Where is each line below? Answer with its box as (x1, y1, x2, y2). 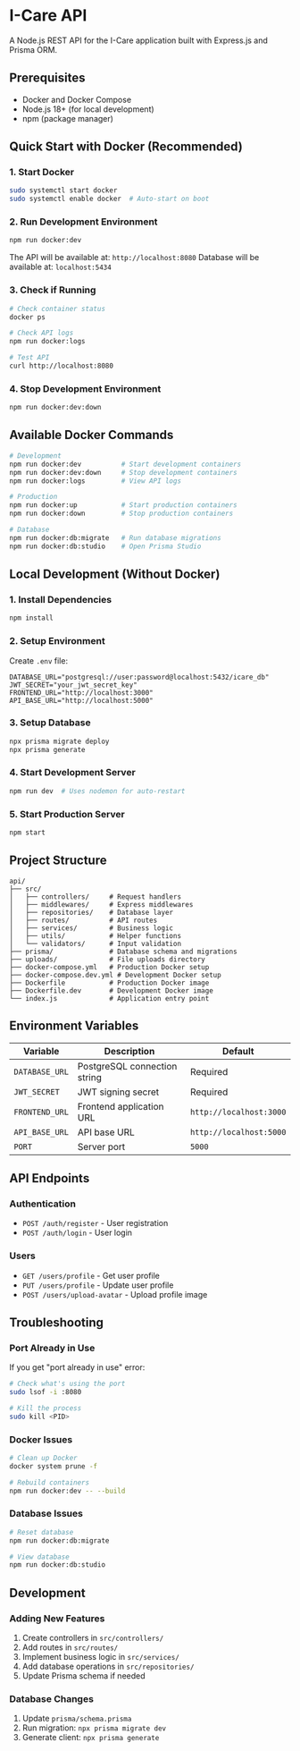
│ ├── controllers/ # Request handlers (9, 892, 181, 901)
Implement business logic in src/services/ (21, 1651, 180, 1662)
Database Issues (9, 1508, 83, 1520)
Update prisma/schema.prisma (21, 1713, 132, 1724)
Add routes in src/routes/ (21, 1642, 119, 1653)
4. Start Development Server (9, 766, 136, 779)
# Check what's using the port (9, 1379, 126, 1389)
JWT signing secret (77, 1086, 159, 1098)
